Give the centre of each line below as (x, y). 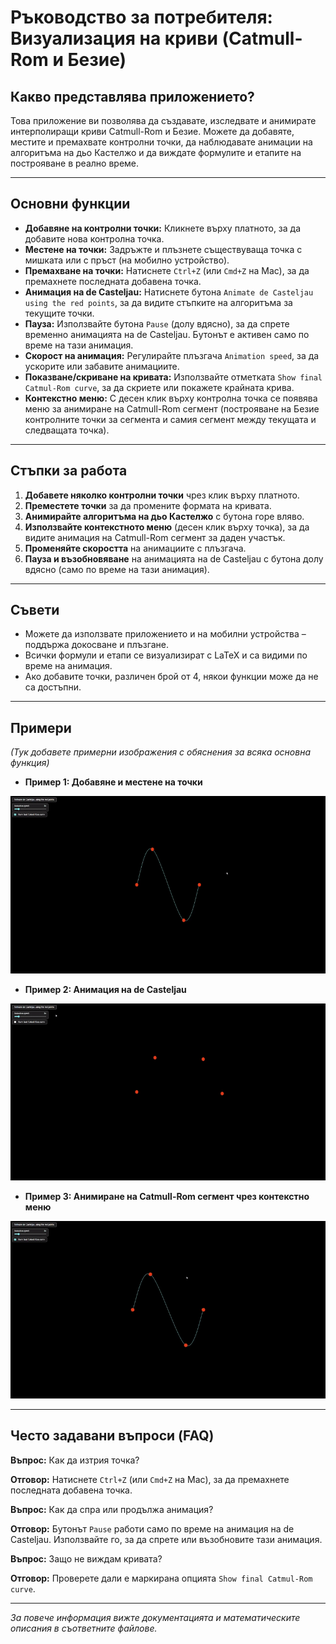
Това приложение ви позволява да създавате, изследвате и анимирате (163, 120)
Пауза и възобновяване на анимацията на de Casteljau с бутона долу (174, 558)
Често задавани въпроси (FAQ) (112, 1436)
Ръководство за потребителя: (141, 17)
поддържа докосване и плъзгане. (97, 645)
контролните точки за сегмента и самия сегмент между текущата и (170, 419)
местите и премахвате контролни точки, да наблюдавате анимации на (161, 142)
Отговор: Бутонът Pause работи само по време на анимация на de (152, 1528)
